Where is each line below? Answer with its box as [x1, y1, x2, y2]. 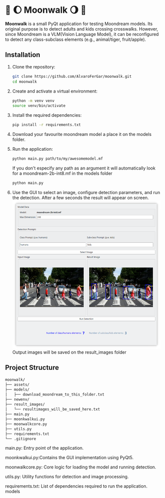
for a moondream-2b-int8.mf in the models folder [12, 170, 113, 176]
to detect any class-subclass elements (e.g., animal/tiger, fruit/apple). [5, 36, 146, 42]
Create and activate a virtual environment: [12, 88, 98, 94]
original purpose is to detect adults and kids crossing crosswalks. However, [5, 26, 159, 32]
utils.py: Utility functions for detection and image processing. [5, 473, 129, 479]
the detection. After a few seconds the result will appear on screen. [12, 195, 149, 200]
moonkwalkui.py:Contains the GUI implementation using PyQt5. [5, 454, 134, 460]
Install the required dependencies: [12, 112, 82, 118]
